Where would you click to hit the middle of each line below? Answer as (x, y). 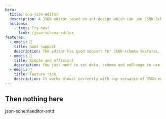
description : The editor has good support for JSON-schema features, (87, 51)
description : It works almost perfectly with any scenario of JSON (85, 79)
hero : (11, 10)
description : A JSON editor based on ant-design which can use (76, 19)
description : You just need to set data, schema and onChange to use (87, 65)
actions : (19, 24)
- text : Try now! (32, 28)
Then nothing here (34, 99)
